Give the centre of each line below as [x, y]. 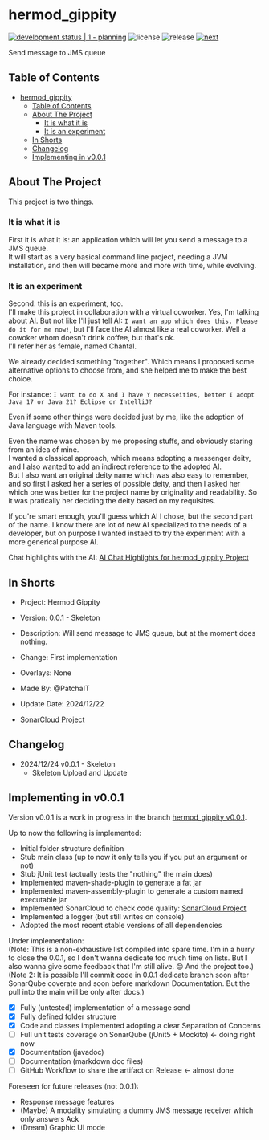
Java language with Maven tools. [63, 425]
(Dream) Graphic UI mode [63, 1128]
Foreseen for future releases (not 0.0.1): [73, 1086]
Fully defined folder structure [68, 1016]
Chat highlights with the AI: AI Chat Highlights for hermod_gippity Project [128, 558]
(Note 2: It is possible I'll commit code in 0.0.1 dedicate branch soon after [129, 975]
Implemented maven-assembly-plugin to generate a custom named [131, 891]
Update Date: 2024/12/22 [62, 703]
